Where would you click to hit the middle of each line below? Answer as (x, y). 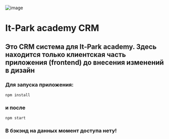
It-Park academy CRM (52, 28)
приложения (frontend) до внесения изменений (84, 62)
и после (15, 107)
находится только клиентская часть (66, 55)
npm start (16, 118)
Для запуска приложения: (40, 85)
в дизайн (20, 70)
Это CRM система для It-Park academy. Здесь (81, 47)
